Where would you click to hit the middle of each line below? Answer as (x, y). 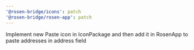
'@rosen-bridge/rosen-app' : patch (49, 17)
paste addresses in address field (46, 40)
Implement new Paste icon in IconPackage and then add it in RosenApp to (97, 34)
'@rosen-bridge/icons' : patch (44, 12)
